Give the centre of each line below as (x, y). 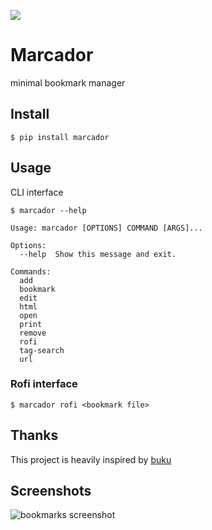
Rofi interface (44, 384)
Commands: (31, 271)
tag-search (42, 350)
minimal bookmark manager (68, 82)
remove (33, 333)
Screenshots (51, 491)
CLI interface (37, 192)
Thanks (34, 435)
